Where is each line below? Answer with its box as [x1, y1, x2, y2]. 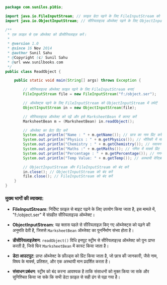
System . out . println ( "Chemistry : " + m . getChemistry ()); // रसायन [23, 142, 162, 147]
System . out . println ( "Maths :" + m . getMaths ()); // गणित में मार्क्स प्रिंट [23, 146, 160, 151]
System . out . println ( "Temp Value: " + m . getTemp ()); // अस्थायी [23, 155, 152, 160]
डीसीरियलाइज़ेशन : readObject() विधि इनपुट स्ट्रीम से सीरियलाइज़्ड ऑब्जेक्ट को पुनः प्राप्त [12, 237, 155, 244]
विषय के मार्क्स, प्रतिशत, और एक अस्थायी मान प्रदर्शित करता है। [12, 259, 111, 265]
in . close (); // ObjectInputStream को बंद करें [23, 169, 113, 174]
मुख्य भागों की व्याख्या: [5, 195, 44, 202]
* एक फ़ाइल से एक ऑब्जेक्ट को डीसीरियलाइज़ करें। [7, 32, 86, 37]
